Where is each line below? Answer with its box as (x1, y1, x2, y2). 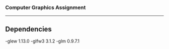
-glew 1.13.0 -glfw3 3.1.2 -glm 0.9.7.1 (5, 38, 79, 44)
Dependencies (5, 24, 52, 33)
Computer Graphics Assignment (5, 4, 86, 11)
